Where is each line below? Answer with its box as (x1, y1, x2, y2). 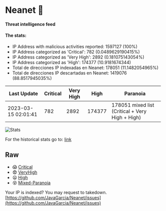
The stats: (5, 32, 27, 39)
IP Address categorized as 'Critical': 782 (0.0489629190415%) (12, 49, 140, 55)
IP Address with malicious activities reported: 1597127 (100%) (12, 43, 138, 49)
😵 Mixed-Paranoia (12, 180, 51, 186)
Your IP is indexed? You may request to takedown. (5, 189, 107, 195)
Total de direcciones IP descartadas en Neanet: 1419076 (12, 70, 127, 76)
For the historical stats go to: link (5, 136, 72, 142)
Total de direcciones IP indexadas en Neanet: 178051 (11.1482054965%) (12, 65, 159, 70)
